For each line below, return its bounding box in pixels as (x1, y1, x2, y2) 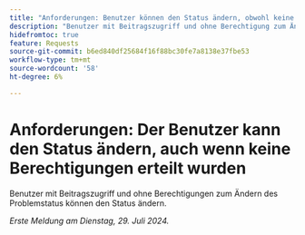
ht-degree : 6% (9, 73, 64, 82)
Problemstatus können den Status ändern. (9, 197, 167, 209)
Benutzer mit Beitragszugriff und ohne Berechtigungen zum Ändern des (9, 188, 279, 199)
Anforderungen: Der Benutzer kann (9, 119, 281, 140)
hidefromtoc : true (9, 30, 79, 39)
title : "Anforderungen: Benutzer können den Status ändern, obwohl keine (9, 13, 295, 23)
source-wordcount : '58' (9, 64, 100, 73)
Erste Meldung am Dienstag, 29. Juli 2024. (9, 215, 170, 226)
